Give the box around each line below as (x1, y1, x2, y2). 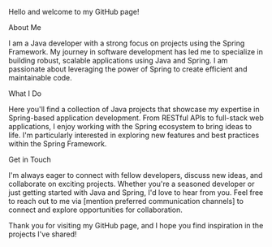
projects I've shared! (8, 229, 77, 239)
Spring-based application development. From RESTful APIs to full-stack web (8, 113, 264, 123)
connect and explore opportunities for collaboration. (8, 205, 183, 214)
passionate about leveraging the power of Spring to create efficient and (8, 64, 248, 74)
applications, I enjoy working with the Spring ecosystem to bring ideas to (8, 122, 253, 131)
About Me (8, 23, 42, 32)
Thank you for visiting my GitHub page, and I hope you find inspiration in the (8, 221, 264, 230)
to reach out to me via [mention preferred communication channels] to (8, 197, 244, 206)
